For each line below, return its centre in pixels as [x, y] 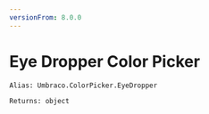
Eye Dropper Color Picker [105, 61]
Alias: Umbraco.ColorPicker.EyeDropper [84, 85]
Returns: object [39, 101]
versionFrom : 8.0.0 [46, 17]
